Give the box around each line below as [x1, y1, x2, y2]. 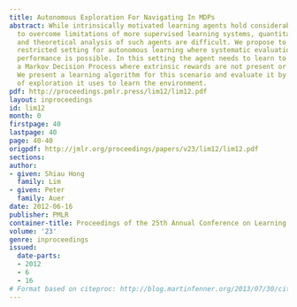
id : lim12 [9, 104, 46, 112]
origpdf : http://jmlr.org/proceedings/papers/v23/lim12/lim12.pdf [9, 144, 259, 153]
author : [9, 161, 38, 170]
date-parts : [17, 251, 62, 261]
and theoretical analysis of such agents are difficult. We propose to [17, 37, 287, 47]
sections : [9, 152, 46, 162]
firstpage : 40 [9, 120, 62, 129]
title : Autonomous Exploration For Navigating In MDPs [9, 12, 216, 22]
